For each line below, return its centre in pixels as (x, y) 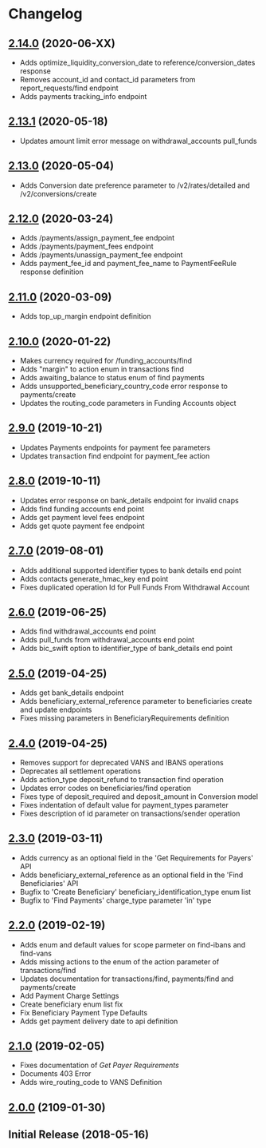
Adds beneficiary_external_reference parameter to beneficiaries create (136, 701)
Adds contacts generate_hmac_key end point (94, 578)
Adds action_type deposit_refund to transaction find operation (122, 779)
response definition (51, 272)
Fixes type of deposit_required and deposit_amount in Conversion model (139, 796)
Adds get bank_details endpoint (72, 693)
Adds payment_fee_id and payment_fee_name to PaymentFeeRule (128, 264)
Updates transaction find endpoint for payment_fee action (115, 455)
